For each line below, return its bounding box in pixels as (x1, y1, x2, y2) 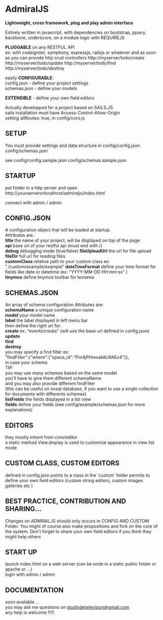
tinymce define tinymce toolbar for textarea (5, 274, 94, 280)
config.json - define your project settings (5, 80, 89, 86)
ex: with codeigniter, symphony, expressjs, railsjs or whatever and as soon (5, 49, 157, 55)
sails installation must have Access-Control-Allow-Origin (5, 110, 120, 116)
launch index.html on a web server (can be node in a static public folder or (5, 561, 157, 567)
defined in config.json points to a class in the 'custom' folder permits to (5, 472, 150, 478)
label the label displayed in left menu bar (5, 317, 88, 323)
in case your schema (5, 359, 48, 365)
